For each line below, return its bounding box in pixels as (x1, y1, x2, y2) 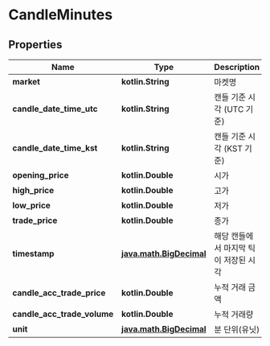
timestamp (12, 248, 55, 259)
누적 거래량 (214, 309, 254, 319)
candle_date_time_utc (12, 103, 98, 114)
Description (214, 62, 260, 72)
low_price (12, 200, 51, 211)
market (12, 76, 40, 87)
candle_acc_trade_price (12, 287, 106, 299)
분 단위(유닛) (214, 324, 260, 335)
